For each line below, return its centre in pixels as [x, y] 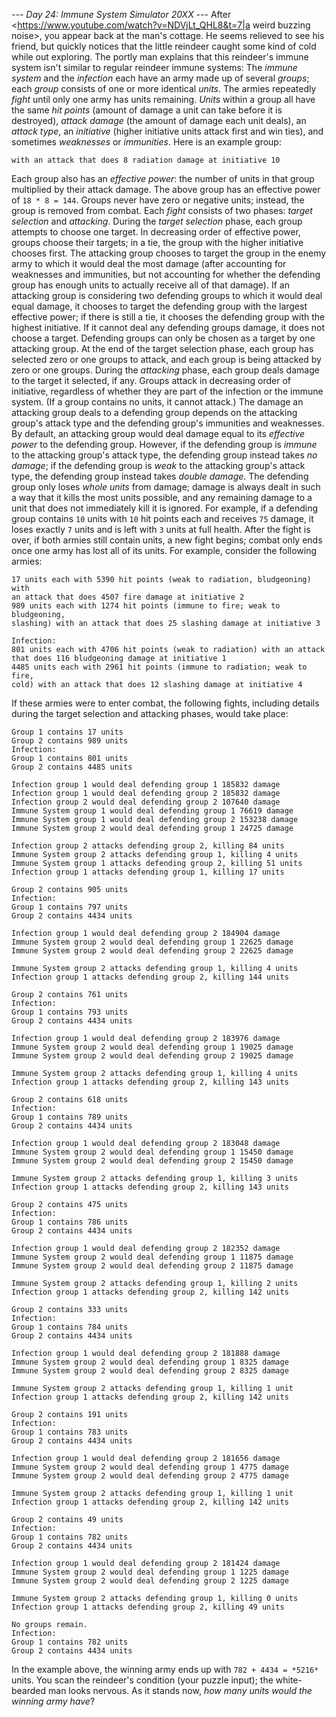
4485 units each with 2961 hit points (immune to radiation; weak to [159, 667]
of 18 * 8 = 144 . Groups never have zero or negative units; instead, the [158, 200]
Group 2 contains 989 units [70, 741]
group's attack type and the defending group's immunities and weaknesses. [168, 423]
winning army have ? [53, 1701]
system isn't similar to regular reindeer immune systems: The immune [154, 67]
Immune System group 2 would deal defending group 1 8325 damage [150, 1362]
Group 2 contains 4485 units [72, 767]
